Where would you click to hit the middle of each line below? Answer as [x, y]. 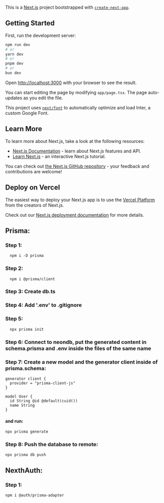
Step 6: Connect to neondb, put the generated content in [76, 342]
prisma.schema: [26, 368]
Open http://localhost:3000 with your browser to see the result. [71, 83]
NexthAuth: [24, 470]
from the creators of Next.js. [35, 205]
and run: [14, 421]
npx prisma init [27, 329]
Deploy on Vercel [33, 188]
